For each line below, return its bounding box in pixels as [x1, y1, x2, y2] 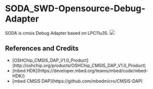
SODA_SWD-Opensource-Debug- [5, 3, 146, 14]
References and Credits [5, 44, 79, 53]
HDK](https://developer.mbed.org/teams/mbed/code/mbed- [26, 67, 148, 73]
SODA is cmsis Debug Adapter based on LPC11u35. [5, 30, 109, 36]
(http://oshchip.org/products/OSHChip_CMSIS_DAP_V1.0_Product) [12, 62, 146, 68]
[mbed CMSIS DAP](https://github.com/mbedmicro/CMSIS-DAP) [12, 78, 143, 84]
